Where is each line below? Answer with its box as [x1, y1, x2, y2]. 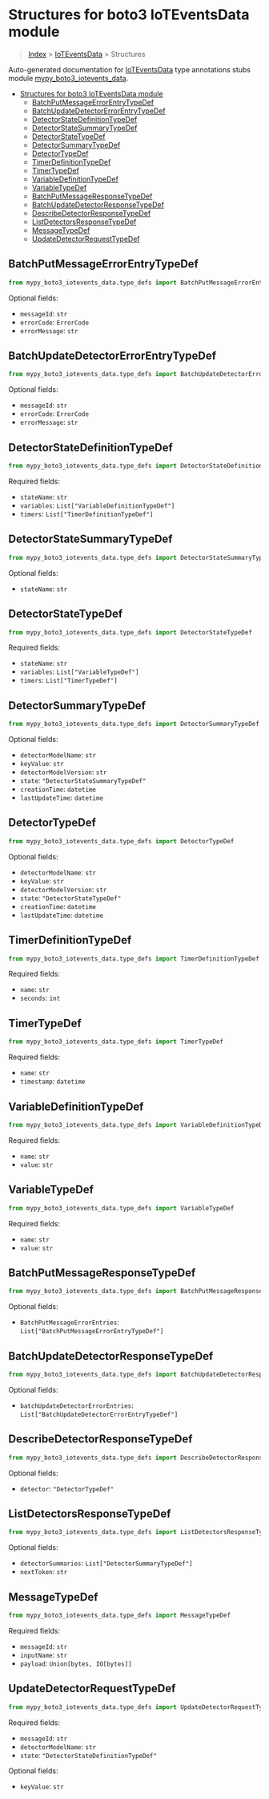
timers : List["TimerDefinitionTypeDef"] [19, 509, 154, 519]
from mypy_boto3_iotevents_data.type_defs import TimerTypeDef [8, 1038, 224, 1046]
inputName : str [19, 1650, 68, 1659]
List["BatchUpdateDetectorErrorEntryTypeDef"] [19, 1410, 179, 1418]
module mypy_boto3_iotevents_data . [8, 73, 129, 83]
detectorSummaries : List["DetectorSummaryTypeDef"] [19, 1558, 194, 1568]
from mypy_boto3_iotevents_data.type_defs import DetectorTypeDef [8, 837, 235, 845]
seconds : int [19, 993, 61, 1003]
